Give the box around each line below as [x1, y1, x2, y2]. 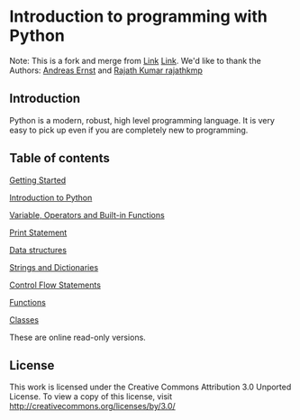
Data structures [9, 244, 68, 255]
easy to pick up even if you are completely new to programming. [9, 124, 249, 135]
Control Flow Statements [9, 279, 102, 290]
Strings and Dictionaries [9, 261, 99, 272]
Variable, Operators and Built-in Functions [9, 209, 165, 220]
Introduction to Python [9, 192, 93, 203]
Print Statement [9, 227, 68, 238]
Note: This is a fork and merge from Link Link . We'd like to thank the [9, 55, 261, 66]
